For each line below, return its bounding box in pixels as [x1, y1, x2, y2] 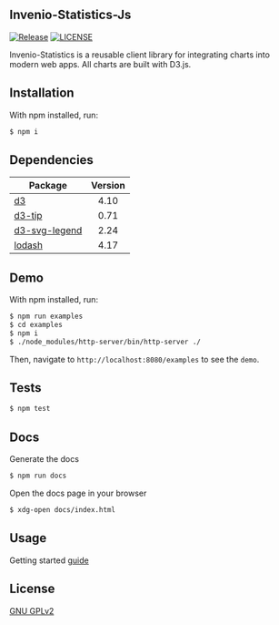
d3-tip [14, 210, 43, 222]
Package [28, 179, 68, 192]
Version [90, 179, 125, 192]
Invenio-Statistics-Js [9, 7, 132, 23]
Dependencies [9, 152, 94, 168]
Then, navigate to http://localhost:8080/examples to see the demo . [9, 353, 260, 364]
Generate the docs [9, 454, 80, 465]
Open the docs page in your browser [9, 487, 147, 498]
